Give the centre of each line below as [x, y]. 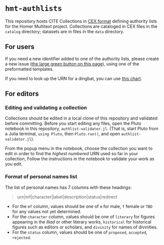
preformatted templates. [29, 69]
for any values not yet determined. [47, 211]
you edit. [14, 164]
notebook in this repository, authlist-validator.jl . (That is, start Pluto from [82, 129]
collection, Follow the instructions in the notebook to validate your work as [80, 159]
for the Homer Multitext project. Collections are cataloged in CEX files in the [81, 26]
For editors [22, 94]
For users [20, 47]
